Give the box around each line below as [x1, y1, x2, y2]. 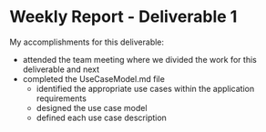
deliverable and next [22, 64, 100, 75]
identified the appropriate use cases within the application [36, 83, 255, 94]
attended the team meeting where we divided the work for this [22, 54, 257, 65]
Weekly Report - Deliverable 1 [9, 6, 238, 27]
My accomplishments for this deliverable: [9, 36, 165, 47]
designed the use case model [36, 102, 148, 113]
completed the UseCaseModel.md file [22, 73, 166, 84]
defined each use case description [36, 112, 167, 123]
